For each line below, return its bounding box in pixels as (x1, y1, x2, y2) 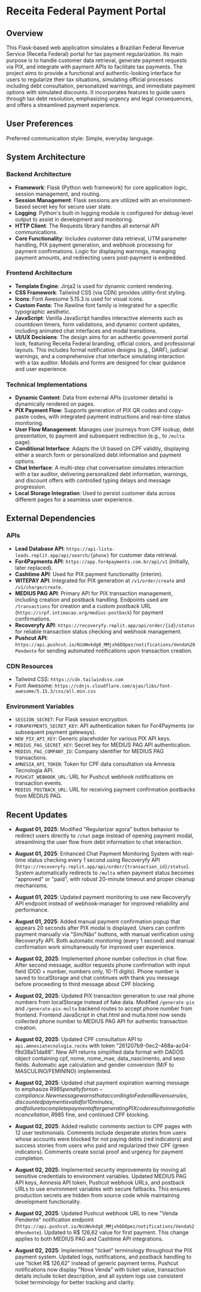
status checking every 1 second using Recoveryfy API (27, 856, 160, 864)
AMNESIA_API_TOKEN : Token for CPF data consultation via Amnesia (14, 760, 175, 768)
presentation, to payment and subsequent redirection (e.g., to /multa (14, 432, 185, 439)
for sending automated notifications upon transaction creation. (38, 647, 193, 654)
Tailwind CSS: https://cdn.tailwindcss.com (14, 676, 124, 683)
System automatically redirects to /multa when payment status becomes (14, 869, 194, 877)
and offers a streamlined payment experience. (6, 101, 121, 109)
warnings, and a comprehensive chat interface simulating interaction (14, 352, 185, 359)
